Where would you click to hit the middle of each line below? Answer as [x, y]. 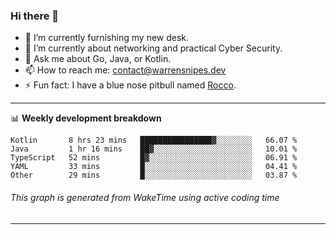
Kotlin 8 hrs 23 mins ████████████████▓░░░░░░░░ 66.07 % [154, 140]
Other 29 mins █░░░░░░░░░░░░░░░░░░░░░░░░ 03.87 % [154, 175]
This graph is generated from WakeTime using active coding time [145, 197]
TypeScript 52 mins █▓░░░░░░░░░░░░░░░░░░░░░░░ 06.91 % [154, 158]
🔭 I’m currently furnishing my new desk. [107, 38]
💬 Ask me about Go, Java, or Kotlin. [98, 59]
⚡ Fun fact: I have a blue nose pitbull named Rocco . [130, 85]
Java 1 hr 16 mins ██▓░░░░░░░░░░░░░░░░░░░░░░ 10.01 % [154, 149]
